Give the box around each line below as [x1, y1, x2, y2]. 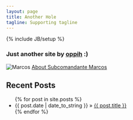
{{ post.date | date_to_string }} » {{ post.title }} [14, 102, 127, 109]
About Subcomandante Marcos [31, 63, 107, 70]
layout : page [6, 8, 38, 15]
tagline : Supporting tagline [6, 19, 78, 25]
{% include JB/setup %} [6, 36, 65, 43]
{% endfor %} [14, 108, 49, 115]
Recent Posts [6, 80, 56, 91]
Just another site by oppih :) [6, 50, 88, 59]
